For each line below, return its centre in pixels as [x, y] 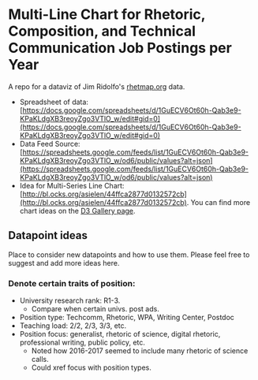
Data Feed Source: [50, 143]
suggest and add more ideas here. [64, 263]
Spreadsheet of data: [54, 102]
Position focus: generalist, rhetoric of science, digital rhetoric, [120, 334]
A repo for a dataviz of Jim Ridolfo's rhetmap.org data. [97, 86]
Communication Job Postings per [120, 48]
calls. [40, 360]
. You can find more [219, 202]
